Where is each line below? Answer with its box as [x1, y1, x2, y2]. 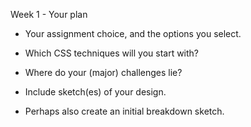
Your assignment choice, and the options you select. [24, 28, 242, 39]
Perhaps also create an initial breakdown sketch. [24, 105, 225, 117]
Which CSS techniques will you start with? [24, 47, 200, 59]
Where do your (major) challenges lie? [24, 67, 183, 78]
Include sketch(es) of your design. [24, 86, 167, 98]
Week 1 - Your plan [10, 9, 88, 20]
